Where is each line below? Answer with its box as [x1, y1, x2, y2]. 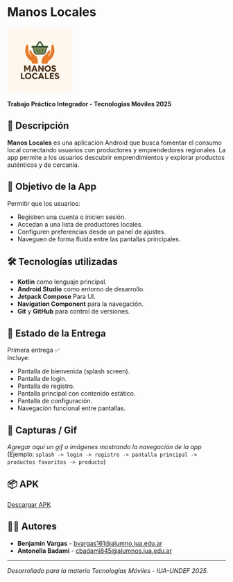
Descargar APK [7, 500, 51, 508]
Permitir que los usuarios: [7, 199, 80, 207]
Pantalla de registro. [17, 382, 75, 390]
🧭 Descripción [7, 120, 69, 132]
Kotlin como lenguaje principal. [17, 277, 107, 286]
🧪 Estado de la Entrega [7, 328, 106, 339]
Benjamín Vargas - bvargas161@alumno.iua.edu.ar [17, 539, 163, 547]
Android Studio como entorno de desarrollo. [17, 285, 145, 293]
